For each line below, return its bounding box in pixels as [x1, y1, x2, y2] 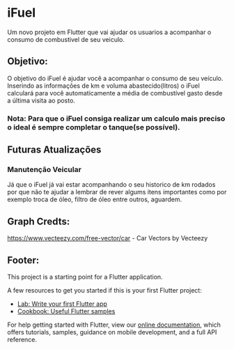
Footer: [7, 254, 40, 266]
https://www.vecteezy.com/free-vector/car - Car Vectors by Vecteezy [7, 234, 208, 242]
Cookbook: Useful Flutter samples [17, 307, 116, 315]
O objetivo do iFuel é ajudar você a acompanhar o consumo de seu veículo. [7, 74, 224, 82]
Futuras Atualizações [7, 144, 102, 156]
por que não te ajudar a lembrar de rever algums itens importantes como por [7, 188, 227, 196]
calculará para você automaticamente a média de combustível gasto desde [7, 88, 223, 97]
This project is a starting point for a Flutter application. [7, 272, 163, 281]
